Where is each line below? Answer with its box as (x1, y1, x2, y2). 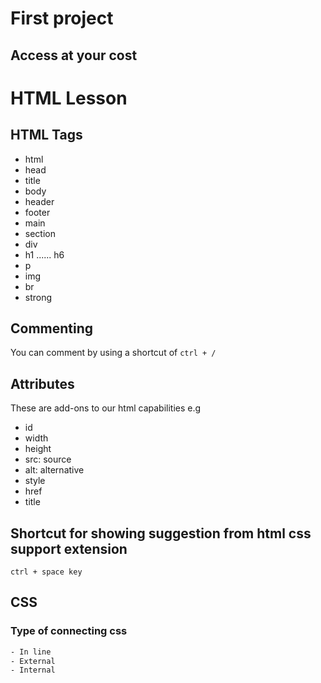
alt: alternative (24, 464, 85, 476)
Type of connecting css (10, 624, 128, 638)
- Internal (10, 665, 56, 676)
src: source (24, 453, 72, 466)
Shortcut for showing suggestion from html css (10, 525, 312, 542)
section (24, 227, 56, 239)
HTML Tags (10, 127, 83, 144)
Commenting (10, 320, 94, 337)
